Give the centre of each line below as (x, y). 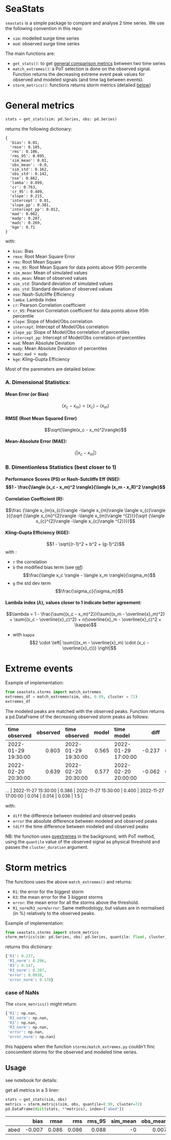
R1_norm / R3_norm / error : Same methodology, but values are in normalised (88, 908)
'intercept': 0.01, (31, 201)
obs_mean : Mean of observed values (50, 278)
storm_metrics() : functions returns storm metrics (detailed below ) (82, 85)
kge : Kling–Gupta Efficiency (41, 359)
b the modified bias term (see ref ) (48, 567)
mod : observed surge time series (46, 43)
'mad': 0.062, (25, 214)
